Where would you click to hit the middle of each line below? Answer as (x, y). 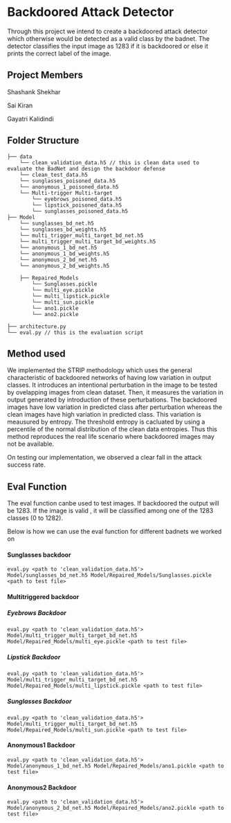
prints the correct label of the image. (59, 53)
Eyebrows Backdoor (37, 613)
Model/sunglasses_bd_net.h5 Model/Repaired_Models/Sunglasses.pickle (110, 575)
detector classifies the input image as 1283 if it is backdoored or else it (108, 46)
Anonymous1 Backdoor (41, 745)
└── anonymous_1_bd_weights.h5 (65, 254)
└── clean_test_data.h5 (54, 175)
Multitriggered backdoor (43, 596)
